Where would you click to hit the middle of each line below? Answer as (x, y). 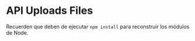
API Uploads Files (49, 11)
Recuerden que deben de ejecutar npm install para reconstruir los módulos (98, 27)
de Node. (17, 32)
